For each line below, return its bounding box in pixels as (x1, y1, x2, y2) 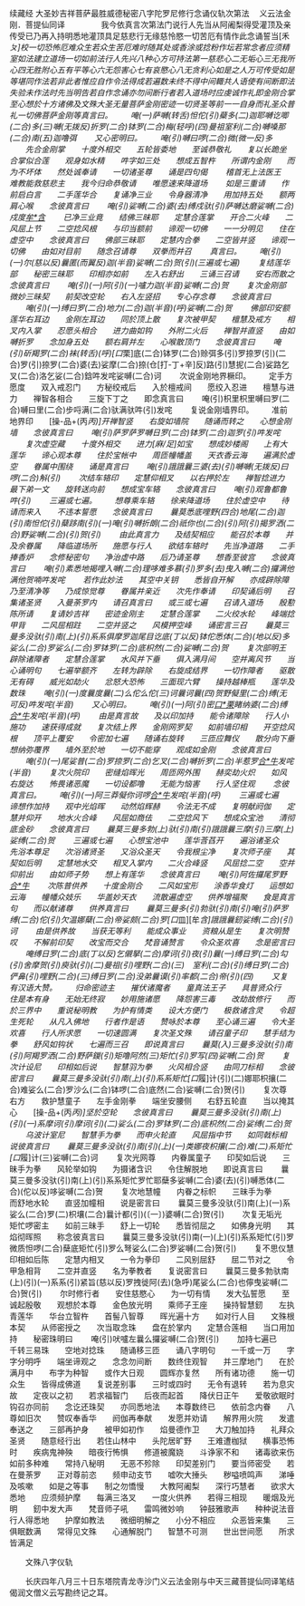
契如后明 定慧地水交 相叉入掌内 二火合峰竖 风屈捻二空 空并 (9, 857, 295, 868)
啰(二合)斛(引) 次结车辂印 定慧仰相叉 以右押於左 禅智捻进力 (9, 472, 285, 483)
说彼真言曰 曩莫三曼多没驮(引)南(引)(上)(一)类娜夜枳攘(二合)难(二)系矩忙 (9, 1141, 292, 1151)
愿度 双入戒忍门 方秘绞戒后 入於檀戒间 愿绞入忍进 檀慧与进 (9, 382, 295, 392)
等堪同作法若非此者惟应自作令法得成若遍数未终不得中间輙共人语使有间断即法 (9, 76, 295, 86)
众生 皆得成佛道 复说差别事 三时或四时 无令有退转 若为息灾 (9, 1379, 295, 1389)
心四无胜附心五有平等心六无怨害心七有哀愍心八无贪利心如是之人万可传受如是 (9, 64, 295, 75)
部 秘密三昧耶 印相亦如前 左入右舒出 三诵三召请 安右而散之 (9, 268, 295, 279)
